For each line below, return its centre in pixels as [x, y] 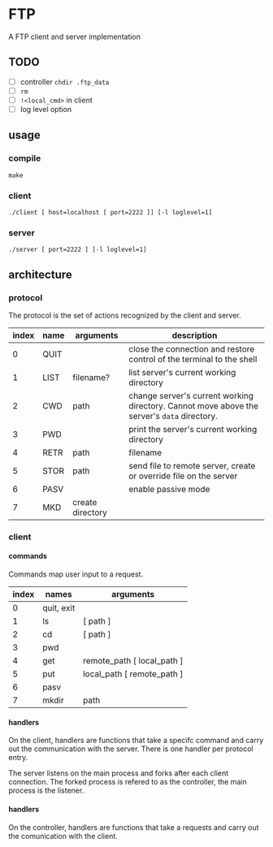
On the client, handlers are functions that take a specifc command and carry [136, 741]
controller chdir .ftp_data [65, 81]
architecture [41, 274]
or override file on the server [183, 476]
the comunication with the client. [63, 836]
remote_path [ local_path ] [133, 661]
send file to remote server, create [192, 465]
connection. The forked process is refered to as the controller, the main [128, 782]
